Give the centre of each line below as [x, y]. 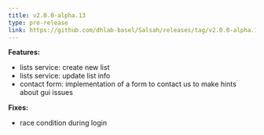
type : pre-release [38, 23]
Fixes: [18, 108]
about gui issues [46, 93]
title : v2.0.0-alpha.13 [47, 15]
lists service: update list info [65, 76]
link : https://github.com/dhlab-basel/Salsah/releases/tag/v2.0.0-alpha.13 [135, 30]
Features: [24, 53]
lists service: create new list [64, 67]
